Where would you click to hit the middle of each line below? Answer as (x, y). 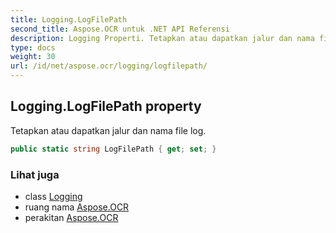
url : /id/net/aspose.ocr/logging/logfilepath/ (109, 66)
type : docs (33, 47)
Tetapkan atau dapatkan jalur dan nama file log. (108, 130)
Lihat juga (35, 174)
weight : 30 (33, 57)
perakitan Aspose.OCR (71, 217)
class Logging (53, 196)
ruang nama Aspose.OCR (77, 207)
